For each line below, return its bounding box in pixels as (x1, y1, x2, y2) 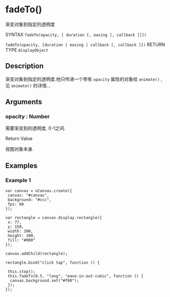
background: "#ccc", (7, 197, 52, 203)
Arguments (5, 97, 43, 106)
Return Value (5, 135, 33, 142)
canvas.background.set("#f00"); (10, 278, 80, 283)
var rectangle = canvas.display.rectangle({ (5, 215, 102, 221)
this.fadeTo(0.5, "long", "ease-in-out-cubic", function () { (7, 273, 144, 279)
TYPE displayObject (5, 47, 49, 53)
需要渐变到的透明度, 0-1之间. (5, 125, 66, 131)
